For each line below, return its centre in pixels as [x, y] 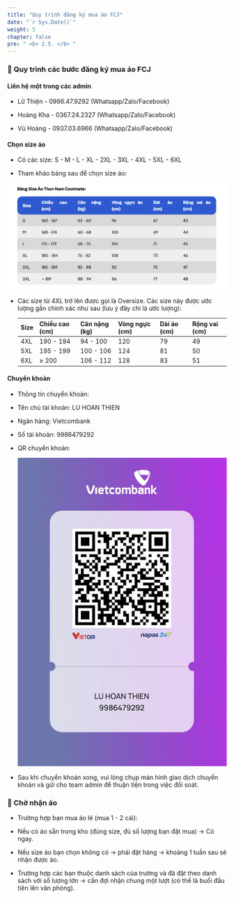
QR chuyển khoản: [44, 448]
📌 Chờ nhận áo [32, 803]
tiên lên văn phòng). [46, 888]
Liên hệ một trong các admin [49, 86]
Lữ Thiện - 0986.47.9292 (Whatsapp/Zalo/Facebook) [93, 102]
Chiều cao [54, 323]
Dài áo [169, 323]
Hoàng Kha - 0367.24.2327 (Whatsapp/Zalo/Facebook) [96, 115]
